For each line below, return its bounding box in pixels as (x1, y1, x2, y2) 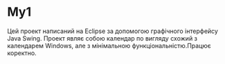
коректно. (7, 49, 37, 57)
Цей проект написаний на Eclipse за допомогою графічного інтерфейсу (7, 27, 218, 35)
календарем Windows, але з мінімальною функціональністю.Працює (7, 41, 211, 50)
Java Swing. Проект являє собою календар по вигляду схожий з (7, 34, 198, 42)
